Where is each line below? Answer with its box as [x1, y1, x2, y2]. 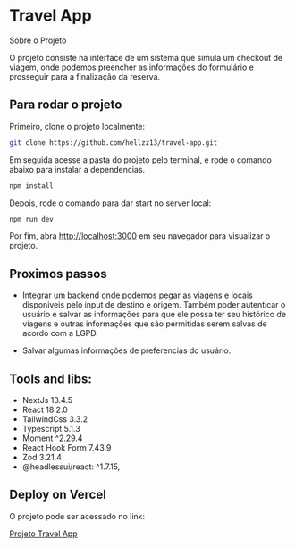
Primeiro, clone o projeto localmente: [9, 121, 146, 131]
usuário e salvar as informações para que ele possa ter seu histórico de [21, 309, 287, 320]
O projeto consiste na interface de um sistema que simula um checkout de [9, 52, 283, 63]
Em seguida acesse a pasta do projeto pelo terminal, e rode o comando [9, 154, 273, 165]
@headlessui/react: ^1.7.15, [21, 461, 121, 472]
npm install [9, 181, 54, 190]
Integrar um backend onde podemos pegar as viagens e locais [21, 290, 253, 300]
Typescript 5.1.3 [21, 424, 80, 434]
